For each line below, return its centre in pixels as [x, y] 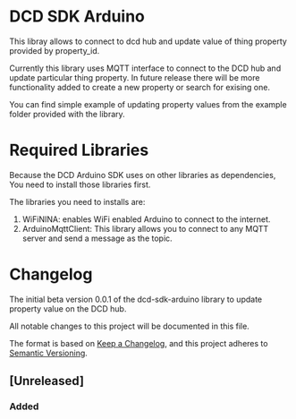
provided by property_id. [55, 50]
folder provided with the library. [67, 114]
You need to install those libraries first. [80, 184]
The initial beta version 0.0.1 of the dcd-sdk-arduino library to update [135, 299]
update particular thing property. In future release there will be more [135, 77]
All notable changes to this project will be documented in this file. [130, 326]
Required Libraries [79, 150]
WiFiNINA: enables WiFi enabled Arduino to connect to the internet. [146, 219]
